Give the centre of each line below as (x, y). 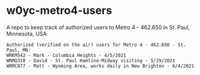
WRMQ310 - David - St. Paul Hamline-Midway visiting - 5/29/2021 (91, 60)
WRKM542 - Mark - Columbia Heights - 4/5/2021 (66, 55)
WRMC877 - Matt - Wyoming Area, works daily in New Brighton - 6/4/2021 (100, 66)
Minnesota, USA (27, 33)
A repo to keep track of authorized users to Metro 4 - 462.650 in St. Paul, (98, 27)
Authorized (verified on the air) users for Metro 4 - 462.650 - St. (96, 45)
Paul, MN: (19, 50)
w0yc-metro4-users (59, 11)
